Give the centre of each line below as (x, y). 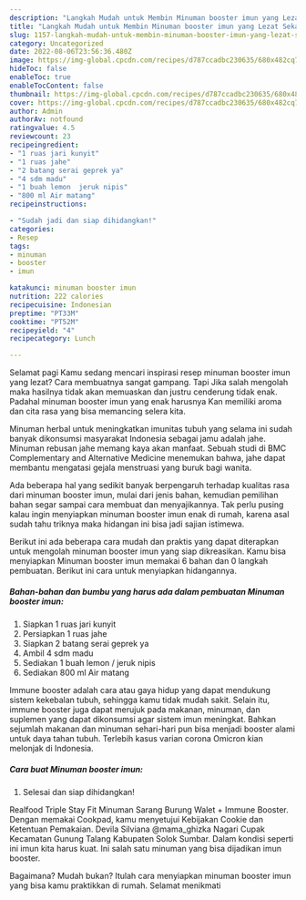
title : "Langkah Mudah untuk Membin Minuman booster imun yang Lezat (144, 26)
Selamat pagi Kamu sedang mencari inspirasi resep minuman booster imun (150, 373)
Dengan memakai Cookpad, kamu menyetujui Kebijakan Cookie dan (137, 820)
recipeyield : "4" (42, 330)
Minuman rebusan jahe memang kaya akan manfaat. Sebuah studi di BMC (148, 448)
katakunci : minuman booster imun (73, 288)
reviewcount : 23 (40, 137)
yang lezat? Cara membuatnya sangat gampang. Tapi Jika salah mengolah (149, 383)
